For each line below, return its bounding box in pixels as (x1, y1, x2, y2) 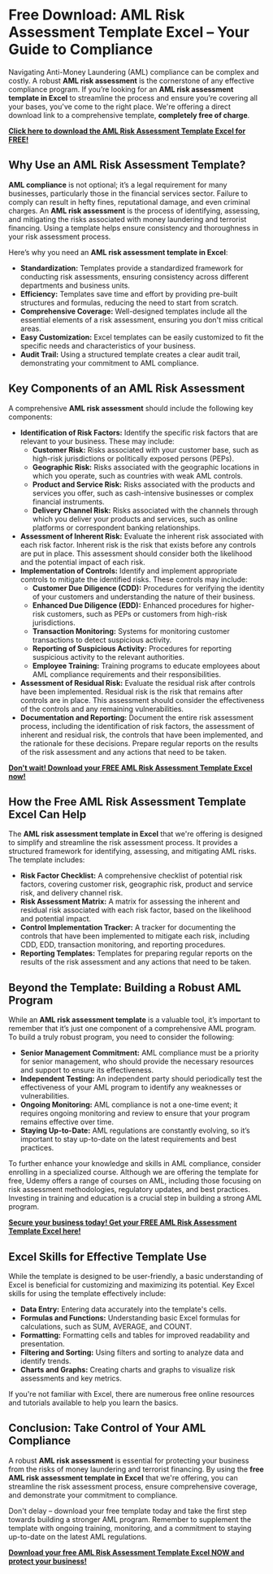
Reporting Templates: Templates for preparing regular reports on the (19, 948, 253, 958)
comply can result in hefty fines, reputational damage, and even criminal (8, 197, 250, 206)
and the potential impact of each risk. (19, 557, 145, 566)
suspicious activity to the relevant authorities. (32, 652, 185, 661)
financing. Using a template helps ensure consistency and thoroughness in (8, 223, 258, 232)
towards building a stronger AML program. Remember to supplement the (8, 1514, 252, 1524)
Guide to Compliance (8, 41, 153, 59)
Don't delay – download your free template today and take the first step (8, 1506, 247, 1515)
